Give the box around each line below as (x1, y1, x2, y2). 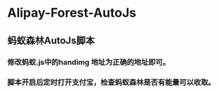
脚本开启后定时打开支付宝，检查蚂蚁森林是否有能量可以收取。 (7, 78, 216, 87)
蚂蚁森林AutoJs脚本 (7, 34, 95, 46)
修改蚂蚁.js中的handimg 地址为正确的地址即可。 (7, 57, 170, 67)
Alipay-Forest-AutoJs (7, 5, 137, 21)
